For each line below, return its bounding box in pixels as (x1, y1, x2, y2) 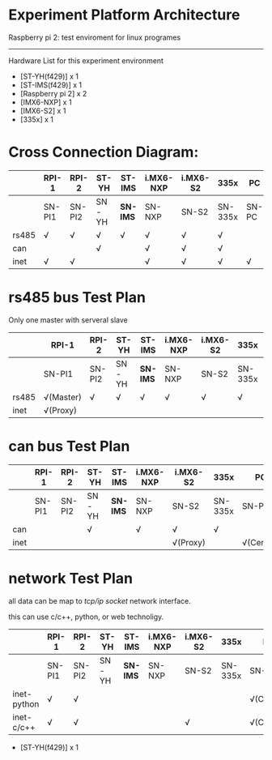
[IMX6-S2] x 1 (19, 105, 66, 115)
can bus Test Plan (8, 438, 130, 455)
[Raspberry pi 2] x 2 (19, 88, 87, 98)
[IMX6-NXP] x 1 (19, 97, 72, 107)
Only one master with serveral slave (8, 314, 128, 325)
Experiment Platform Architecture (8, 6, 240, 24)
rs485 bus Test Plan (8, 288, 146, 307)
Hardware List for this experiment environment (8, 55, 164, 66)
